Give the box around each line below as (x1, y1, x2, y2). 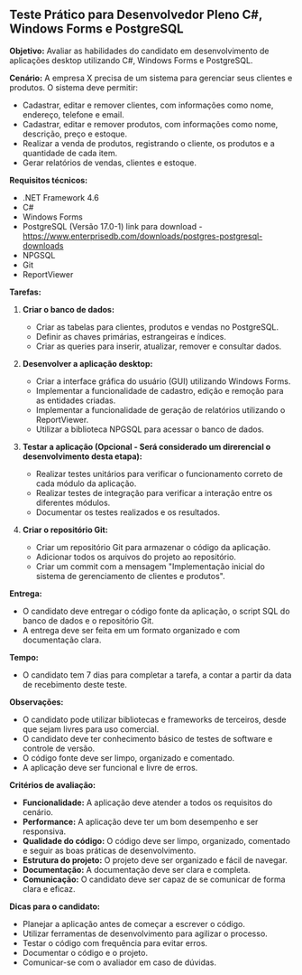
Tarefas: (9, 286, 42, 297)
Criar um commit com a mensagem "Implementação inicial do (35, 560, 266, 572)
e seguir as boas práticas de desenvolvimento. (22, 845, 197, 856)
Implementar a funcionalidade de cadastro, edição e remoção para (35, 385, 284, 396)
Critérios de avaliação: (9, 779, 96, 790)
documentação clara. (22, 634, 102, 645)
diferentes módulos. (35, 497, 111, 508)
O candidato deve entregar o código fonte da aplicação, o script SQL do (22, 605, 290, 616)
